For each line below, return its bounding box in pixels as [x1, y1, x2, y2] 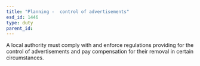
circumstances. [6, 54, 44, 61]
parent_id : [6, 25, 33, 32]
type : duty [6, 20, 33, 26]
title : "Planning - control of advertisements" [6, 8, 130, 15]
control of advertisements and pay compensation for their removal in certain [6, 48, 194, 55]
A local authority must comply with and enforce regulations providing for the [6, 42, 194, 49]
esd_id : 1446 [6, 14, 39, 20]
